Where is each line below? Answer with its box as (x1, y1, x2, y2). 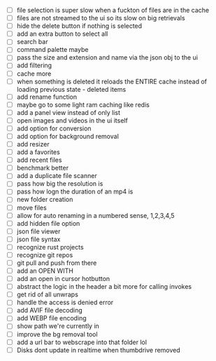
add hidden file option (16, 219, 80, 227)
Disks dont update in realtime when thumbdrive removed (16, 346, 181, 354)
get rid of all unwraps (16, 290, 78, 299)
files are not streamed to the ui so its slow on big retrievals (16, 14, 186, 22)
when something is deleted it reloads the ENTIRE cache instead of (16, 77, 208, 86)
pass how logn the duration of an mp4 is (16, 187, 134, 196)
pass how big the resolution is (16, 179, 103, 188)
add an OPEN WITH (16, 266, 74, 275)
